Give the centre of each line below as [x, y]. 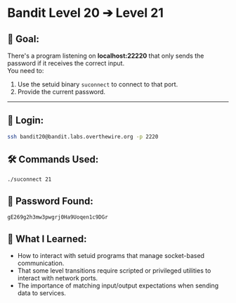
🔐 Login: [26, 121]
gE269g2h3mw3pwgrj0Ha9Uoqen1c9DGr [58, 217]
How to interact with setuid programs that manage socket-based [111, 256]
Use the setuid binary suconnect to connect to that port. [98, 84]
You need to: [26, 71]
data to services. [42, 293]
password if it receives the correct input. [66, 63]
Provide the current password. [61, 92]
